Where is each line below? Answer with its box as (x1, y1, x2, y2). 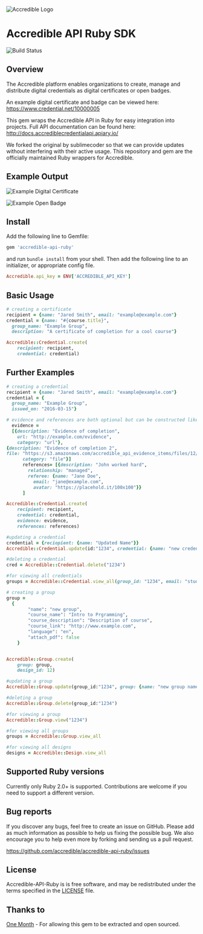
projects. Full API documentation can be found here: (6, 123, 136, 130)
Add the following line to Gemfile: (6, 233, 89, 240)
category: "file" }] (22, 456, 71, 462)
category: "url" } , (17, 439, 63, 445)
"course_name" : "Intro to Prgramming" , (28, 612, 129, 618)
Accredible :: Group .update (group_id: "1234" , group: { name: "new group (6, 684, 185, 690)
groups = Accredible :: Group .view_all (6, 733, 101, 739)
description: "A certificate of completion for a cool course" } (11, 329, 177, 335)
